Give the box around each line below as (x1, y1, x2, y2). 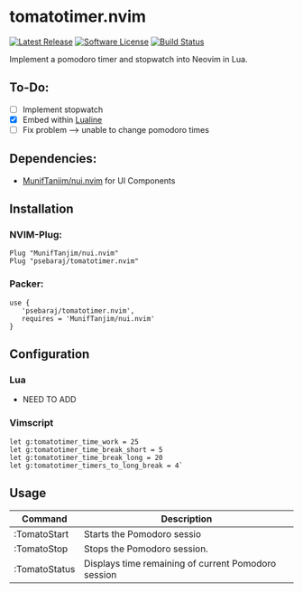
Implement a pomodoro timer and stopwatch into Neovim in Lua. (9, 53, 248, 64)
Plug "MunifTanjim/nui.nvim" (9, 249, 119, 259)
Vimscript (9, 417, 54, 429)
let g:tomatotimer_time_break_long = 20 (9, 453, 164, 462)
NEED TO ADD (22, 394, 77, 405)
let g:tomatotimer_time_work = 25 (9, 437, 140, 447)
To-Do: (9, 80, 50, 96)
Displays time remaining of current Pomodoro (84, 557, 277, 569)
